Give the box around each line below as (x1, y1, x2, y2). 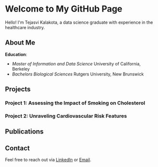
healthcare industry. (5, 24, 45, 30)
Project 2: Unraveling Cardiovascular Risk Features (5, 112, 127, 119)
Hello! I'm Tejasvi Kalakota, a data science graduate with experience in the (5, 19, 153, 25)
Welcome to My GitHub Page (5, 3, 123, 15)
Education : (5, 51, 28, 57)
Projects (5, 85, 31, 93)
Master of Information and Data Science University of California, (12, 61, 141, 66)
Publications (5, 127, 44, 136)
